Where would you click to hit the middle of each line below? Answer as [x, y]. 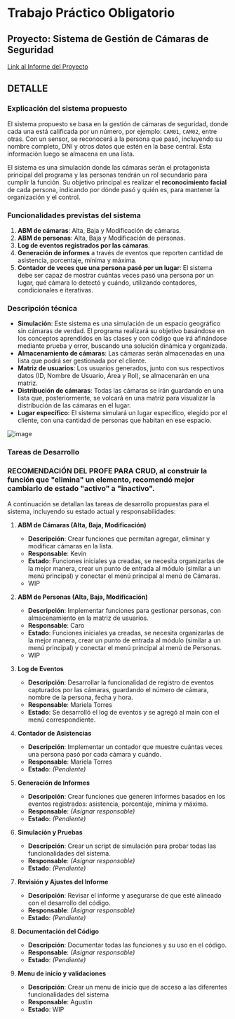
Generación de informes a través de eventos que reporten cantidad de [120, 252]
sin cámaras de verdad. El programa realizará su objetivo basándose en [121, 331]
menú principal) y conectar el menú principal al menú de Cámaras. [124, 576]
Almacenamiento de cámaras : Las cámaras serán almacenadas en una [121, 353]
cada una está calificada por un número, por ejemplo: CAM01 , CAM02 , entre [112, 131]
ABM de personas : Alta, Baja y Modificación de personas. [101, 238]
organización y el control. [44, 197]
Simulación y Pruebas [50, 832]
